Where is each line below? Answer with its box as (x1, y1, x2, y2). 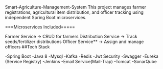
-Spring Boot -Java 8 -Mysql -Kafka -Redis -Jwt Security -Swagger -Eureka (5, 53, 159, 59)
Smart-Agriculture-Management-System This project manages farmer (5, 4, 146, 10)
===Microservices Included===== (5, 24, 75, 30)
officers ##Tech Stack (5, 44, 50, 49)
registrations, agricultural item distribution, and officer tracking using (5, 9, 144, 15)
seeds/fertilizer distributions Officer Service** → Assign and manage (5, 39, 144, 45)
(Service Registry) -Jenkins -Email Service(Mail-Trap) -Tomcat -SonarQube (5, 59, 157, 64)
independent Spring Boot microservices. (5, 15, 87, 20)
